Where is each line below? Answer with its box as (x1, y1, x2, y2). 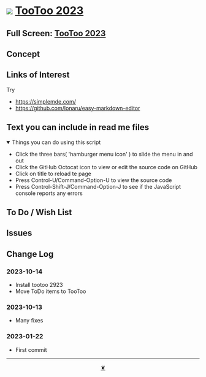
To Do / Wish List (6, 207, 72, 218)
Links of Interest (6, 70, 70, 80)
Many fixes (15, 317, 44, 324)
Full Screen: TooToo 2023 (6, 28, 106, 39)
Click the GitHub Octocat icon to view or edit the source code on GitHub (15, 163, 198, 170)
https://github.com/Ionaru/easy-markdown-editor (15, 104, 140, 112)
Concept (6, 48, 40, 59)
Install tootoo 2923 (15, 281, 63, 289)
